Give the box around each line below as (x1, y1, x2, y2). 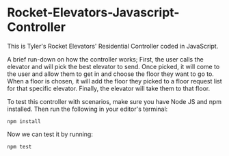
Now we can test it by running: (7, 130, 94, 138)
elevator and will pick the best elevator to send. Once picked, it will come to (7, 62, 220, 70)
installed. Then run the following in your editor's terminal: (7, 105, 168, 113)
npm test (7, 143, 32, 150)
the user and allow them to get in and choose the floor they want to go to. (7, 70, 214, 78)
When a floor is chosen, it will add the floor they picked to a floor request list (7, 77, 222, 85)
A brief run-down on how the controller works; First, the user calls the (7, 55, 204, 63)
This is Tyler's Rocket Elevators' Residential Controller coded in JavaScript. (7, 42, 219, 50)
